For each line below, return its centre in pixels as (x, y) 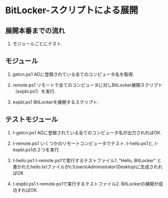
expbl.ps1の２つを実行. (36, 150)
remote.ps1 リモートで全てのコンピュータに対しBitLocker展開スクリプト (88, 85)
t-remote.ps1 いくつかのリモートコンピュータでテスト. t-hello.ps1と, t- (86, 143)
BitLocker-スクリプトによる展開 (72, 10)
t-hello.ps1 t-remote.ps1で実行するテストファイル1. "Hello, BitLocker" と (87, 160)
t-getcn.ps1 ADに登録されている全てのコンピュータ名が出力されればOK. (87, 132)
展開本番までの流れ (35, 31)
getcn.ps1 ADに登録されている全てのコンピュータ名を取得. (73, 74)
